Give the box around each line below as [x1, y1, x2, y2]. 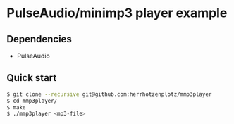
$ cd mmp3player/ [6, 97, 58, 104]
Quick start [6, 72, 57, 84]
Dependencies [6, 33, 72, 45]
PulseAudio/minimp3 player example [6, 5, 228, 21]
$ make [6, 104, 26, 111]
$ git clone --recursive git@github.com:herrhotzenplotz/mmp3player [6, 90, 212, 98]
